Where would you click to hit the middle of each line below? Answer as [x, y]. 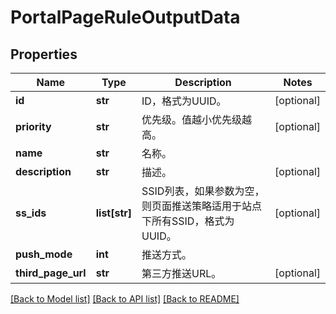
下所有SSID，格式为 [188, 221]
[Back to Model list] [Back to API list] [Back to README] [125, 299]
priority [33, 126]
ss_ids [31, 213]
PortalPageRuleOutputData [125, 17]
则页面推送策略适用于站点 [202, 206]
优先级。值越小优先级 [192, 119]
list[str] [114, 213]
